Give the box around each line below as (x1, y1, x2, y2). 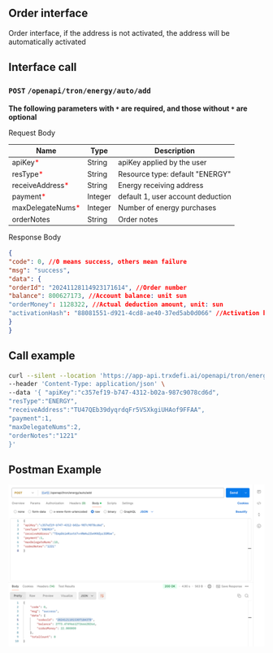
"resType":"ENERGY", (8, 397, 79, 405)
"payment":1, (8, 414, 53, 423)
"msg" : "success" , (8, 266, 71, 274)
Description (154, 146, 195, 156)
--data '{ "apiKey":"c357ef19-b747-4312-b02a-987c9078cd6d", (8, 388, 220, 397)
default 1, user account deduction (117, 191, 232, 201)
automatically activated (8, 37, 87, 46)
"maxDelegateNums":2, (8, 423, 82, 431)
